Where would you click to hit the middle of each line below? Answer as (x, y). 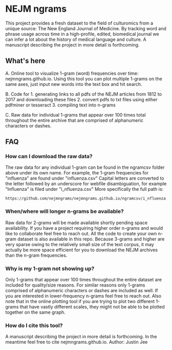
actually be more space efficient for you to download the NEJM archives (81, 250)
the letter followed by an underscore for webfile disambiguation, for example (86, 184)
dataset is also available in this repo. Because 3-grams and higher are (91, 239)
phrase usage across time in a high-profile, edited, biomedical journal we (82, 34)
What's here (25, 61)
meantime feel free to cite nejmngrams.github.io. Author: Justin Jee (77, 342)
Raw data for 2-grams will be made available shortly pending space (77, 223)
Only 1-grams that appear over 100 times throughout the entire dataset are (84, 280)
